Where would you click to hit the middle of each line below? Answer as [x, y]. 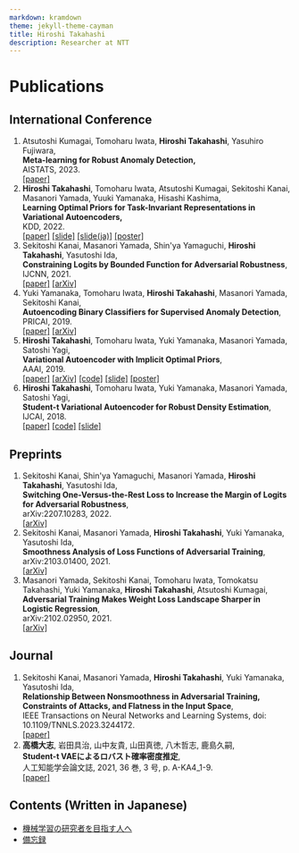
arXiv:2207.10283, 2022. [66, 514]
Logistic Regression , [61, 609]
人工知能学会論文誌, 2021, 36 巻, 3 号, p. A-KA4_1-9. [117, 767]
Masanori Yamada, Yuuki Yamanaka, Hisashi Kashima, [121, 198]
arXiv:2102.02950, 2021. [67, 619]
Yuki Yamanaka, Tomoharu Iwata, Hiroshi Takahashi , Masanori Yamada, [155, 293]
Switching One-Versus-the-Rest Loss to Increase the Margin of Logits [154, 495]
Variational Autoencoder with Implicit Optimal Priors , [122, 359]
